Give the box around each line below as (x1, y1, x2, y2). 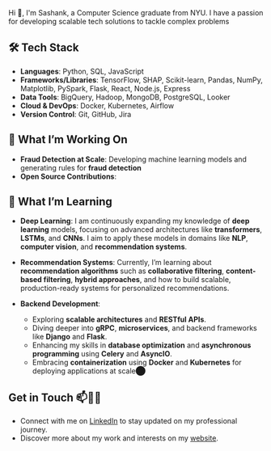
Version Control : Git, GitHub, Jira (19, 109, 132, 119)
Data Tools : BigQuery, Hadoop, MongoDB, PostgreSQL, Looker (19, 92, 231, 102)
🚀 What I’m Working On (8, 133, 128, 146)
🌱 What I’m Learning (8, 195, 113, 209)
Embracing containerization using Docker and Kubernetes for (32, 357, 242, 368)
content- (226, 266, 256, 276)
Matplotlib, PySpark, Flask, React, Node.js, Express (19, 83, 191, 93)
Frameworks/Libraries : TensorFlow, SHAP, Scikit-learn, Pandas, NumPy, (19, 74, 263, 85)
